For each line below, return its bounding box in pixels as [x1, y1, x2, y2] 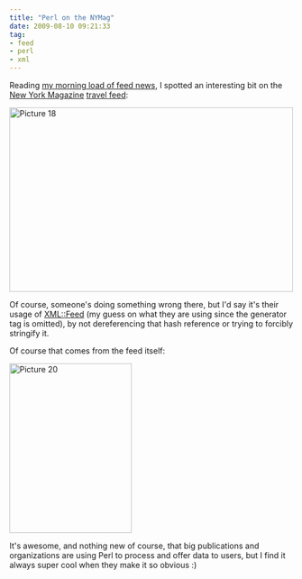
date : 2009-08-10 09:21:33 [9, 22, 111, 31]
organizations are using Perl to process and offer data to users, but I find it [9, 550, 286, 560]
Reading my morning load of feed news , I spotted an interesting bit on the [9, 80, 283, 90]
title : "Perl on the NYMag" [9, 13, 115, 23]
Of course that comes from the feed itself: [9, 345, 166, 356]
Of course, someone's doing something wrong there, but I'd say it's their [9, 299, 279, 309]
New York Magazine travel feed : [9, 89, 129, 100]
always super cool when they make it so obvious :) [9, 560, 197, 570]
